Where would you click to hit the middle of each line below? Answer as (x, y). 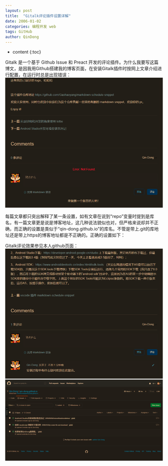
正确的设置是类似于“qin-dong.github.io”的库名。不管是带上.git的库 (86, 228)
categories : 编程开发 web (31, 27)
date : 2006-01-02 (23, 21)
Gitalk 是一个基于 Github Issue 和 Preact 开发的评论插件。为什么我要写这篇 (82, 62)
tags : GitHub (19, 32)
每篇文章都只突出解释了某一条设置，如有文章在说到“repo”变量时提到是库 (80, 216)
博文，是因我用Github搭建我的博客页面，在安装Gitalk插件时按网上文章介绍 (81, 68)
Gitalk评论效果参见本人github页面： (42, 246)
